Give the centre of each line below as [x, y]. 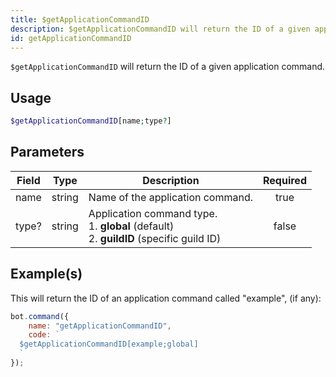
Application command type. [153, 213]
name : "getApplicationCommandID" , [100, 326]
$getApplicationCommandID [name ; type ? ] [91, 121]
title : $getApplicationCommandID [80, 19]
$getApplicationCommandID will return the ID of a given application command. [168, 67]
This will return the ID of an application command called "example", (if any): [166, 298]
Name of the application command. [171, 197]
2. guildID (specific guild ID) [155, 238]
